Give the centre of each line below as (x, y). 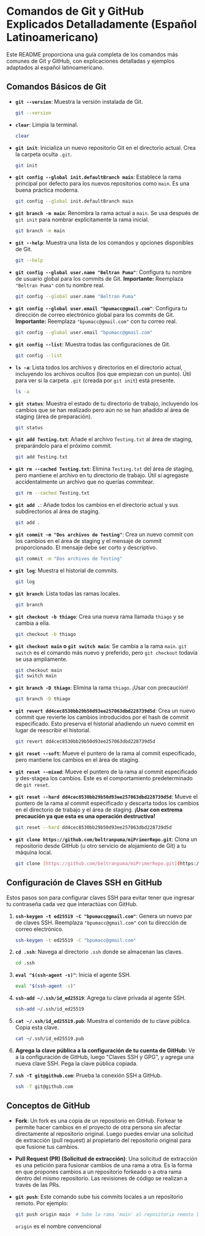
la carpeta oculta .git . (43, 154)
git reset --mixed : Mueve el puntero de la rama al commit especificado (106, 772)
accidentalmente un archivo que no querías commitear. (85, 482)
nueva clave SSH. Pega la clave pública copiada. (76, 1063)
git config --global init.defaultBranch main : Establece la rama (98, 177)
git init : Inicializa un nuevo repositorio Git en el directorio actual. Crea (105, 147)
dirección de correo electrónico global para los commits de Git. (95, 315)
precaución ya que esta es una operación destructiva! (85, 816)
